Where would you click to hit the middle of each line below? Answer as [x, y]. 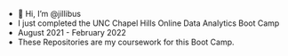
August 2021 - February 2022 [72, 32]
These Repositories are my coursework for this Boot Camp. [126, 42]
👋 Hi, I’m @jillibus [49, 14]
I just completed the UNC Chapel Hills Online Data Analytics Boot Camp [148, 23]
